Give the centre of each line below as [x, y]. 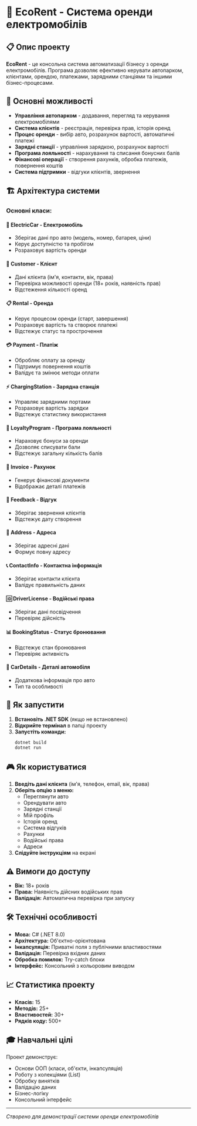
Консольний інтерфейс [43, 1100]
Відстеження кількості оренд [51, 289]
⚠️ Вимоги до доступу [48, 871]
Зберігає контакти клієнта [47, 579]
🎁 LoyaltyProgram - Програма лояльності [59, 428]
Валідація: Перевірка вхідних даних [60, 953]
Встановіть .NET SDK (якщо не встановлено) [71, 719]
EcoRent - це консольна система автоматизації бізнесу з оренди [87, 64]
